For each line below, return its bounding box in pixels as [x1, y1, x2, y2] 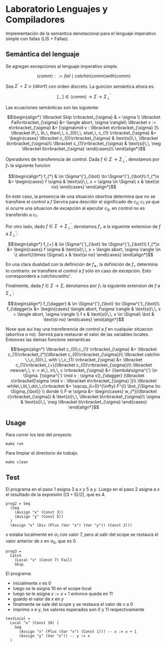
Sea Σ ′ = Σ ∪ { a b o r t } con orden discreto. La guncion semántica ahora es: [5, 82, 155, 89]
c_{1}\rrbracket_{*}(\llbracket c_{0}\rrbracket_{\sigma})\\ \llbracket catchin [7, 352, 160, 357]
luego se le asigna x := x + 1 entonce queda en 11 [12, 590, 113, 596]
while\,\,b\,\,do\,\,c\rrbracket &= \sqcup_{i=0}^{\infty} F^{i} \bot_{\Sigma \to [7, 383, 161, 389]
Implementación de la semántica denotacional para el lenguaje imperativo [5, 30, 156, 36]
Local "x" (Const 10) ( [10, 620, 59, 625]
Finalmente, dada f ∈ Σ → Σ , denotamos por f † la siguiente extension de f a [5, 283, 161, 290]
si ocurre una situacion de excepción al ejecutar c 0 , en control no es [5, 205, 145, 212]
